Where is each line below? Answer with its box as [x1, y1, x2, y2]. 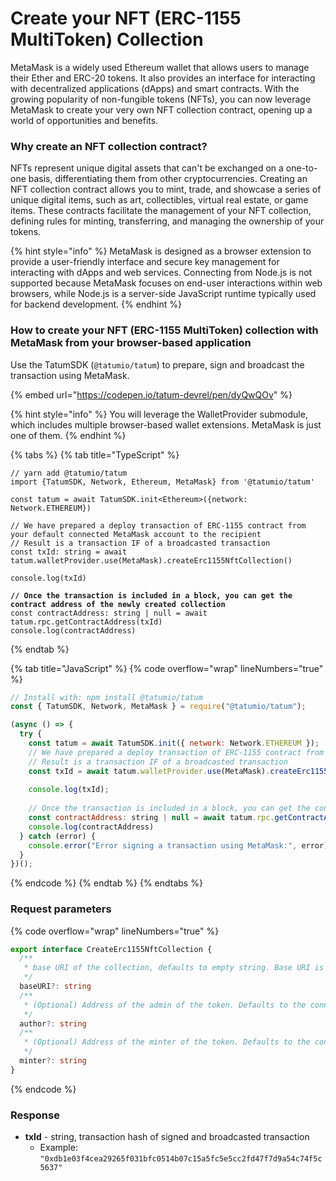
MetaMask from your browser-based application [10, 336, 252, 350]
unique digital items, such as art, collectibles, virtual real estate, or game [10, 194, 309, 206]
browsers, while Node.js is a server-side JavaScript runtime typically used [10, 288, 317, 300]
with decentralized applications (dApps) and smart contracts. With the [10, 82, 300, 94]
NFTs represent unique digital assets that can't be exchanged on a [10, 162, 284, 174]
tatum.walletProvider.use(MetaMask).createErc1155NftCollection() [10, 555, 293, 566]
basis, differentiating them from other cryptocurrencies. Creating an [28, 173, 308, 185]
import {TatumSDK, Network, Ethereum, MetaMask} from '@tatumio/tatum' [10, 477, 315, 487]
